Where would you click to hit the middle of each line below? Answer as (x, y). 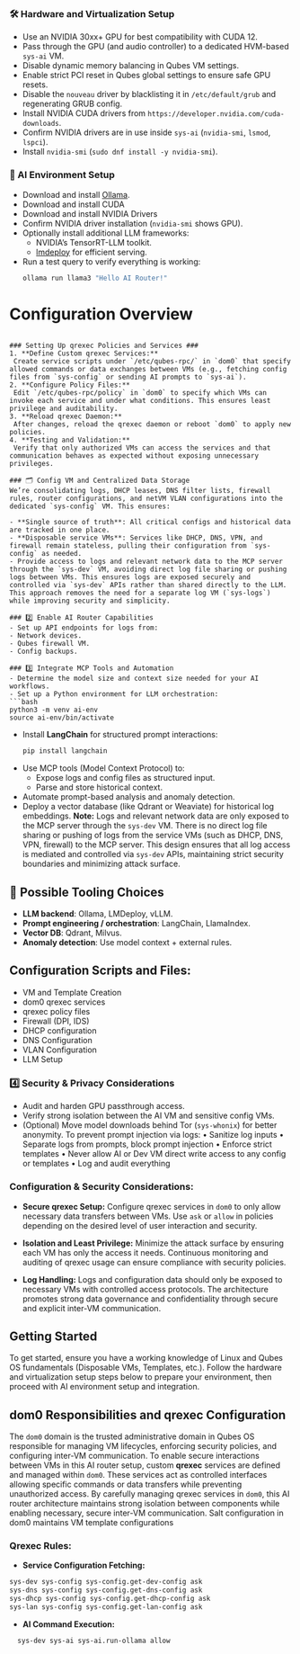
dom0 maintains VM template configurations (92, 1523)
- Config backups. (44, 652)
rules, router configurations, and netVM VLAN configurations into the (146, 499)
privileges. (31, 464)
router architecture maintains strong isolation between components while (145, 1504)
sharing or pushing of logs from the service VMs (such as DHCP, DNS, (153, 836)
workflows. (30, 686)
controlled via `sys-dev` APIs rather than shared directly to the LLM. (148, 586)
